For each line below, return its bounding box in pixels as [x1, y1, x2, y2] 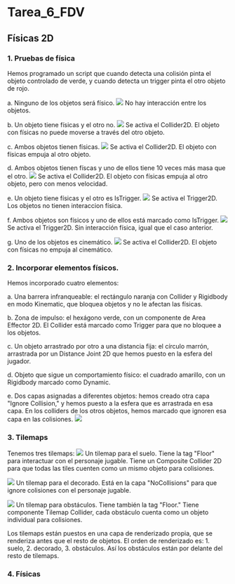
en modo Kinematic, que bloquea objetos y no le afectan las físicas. [7, 300, 203, 309]
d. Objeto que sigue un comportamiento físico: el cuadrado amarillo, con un [7, 370, 226, 379]
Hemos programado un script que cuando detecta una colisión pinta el [7, 69, 212, 77]
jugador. [7, 357, 32, 365]
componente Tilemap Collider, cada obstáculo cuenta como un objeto [7, 508, 209, 517]
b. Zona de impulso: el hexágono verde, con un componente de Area [7, 313, 206, 322]
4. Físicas [7, 569, 41, 579]
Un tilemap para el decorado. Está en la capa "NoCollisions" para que [15, 479, 217, 487]
